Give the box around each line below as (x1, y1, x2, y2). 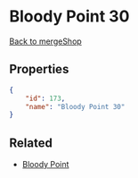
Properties (9, 62, 69, 77)
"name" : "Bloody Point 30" (25, 102, 126, 111)
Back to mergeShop (9, 36, 82, 47)
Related (9, 135, 53, 150)
